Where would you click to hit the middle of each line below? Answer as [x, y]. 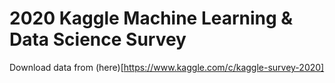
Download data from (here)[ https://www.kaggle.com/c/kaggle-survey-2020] [167, 67]
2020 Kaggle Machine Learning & [151, 18]
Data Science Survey [98, 39]
